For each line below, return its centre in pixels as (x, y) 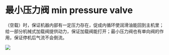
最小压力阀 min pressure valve (69, 10)
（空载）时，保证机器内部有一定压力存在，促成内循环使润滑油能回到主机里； (84, 25)
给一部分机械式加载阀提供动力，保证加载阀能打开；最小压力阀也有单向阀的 (82, 31)
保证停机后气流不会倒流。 (40, 37)
